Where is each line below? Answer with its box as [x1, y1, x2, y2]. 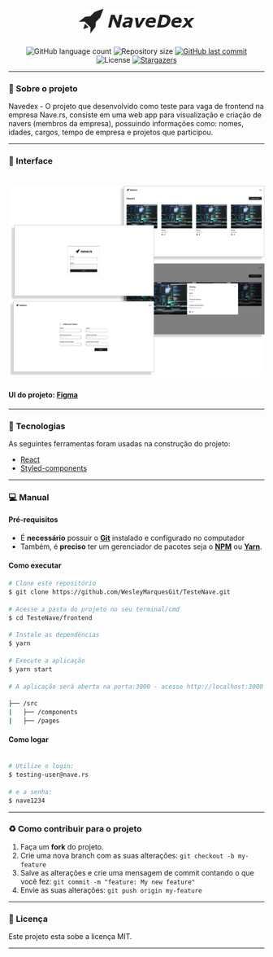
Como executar [8, 560, 62, 570]
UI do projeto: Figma [8, 389, 79, 399]
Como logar [8, 734, 49, 744]
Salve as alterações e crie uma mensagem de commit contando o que [19, 867, 254, 877]
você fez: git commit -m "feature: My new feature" [19, 876, 196, 886]
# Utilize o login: [8, 762, 75, 770]
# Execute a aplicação [8, 656, 85, 665]
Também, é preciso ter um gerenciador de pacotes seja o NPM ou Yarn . [19, 542, 262, 551]
